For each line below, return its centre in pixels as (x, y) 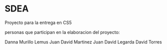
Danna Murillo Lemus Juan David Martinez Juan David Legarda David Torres (83, 42)
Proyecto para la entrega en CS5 (38, 22)
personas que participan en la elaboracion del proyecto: (62, 32)
